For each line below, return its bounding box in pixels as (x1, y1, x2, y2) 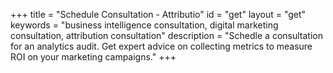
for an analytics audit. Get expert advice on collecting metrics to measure (10, 40, 313, 52)
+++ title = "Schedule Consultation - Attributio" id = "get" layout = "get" (10, 9, 307, 20)
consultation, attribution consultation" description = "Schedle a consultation (10, 30, 323, 41)
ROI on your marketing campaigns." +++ (10, 51, 177, 63)
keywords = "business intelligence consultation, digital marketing (10, 19, 279, 31)
